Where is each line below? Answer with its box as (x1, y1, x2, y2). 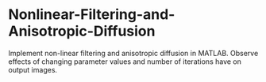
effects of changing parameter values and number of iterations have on (8, 57, 242, 66)
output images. (8, 65, 58, 74)
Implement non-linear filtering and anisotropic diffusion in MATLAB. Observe (8, 48, 259, 58)
